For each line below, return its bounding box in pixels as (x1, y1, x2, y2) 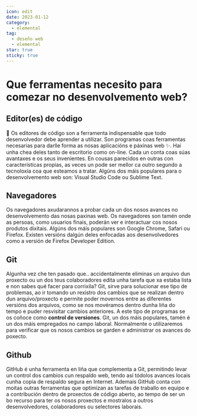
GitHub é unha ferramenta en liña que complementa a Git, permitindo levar (6, 366, 188, 373)
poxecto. (6, 333, 28, 340)
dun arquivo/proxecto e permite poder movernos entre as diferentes (6, 295, 172, 302)
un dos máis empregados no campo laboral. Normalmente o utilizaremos (6, 321, 183, 328)
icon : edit (6, 8, 33, 15)
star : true (6, 47, 33, 53)
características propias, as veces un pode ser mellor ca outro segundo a (6, 161, 182, 168)
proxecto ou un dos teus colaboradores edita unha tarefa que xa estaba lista (6, 276, 192, 283)
